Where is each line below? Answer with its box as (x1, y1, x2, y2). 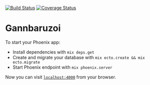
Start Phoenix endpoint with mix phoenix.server (12, 64, 113, 70)
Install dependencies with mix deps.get (12, 49, 94, 55)
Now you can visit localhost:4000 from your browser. (5, 74, 116, 80)
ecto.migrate (12, 60, 40, 65)
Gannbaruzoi (5, 23, 61, 34)
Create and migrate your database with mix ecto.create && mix (12, 54, 145, 60)
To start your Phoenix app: (5, 39, 61, 45)
